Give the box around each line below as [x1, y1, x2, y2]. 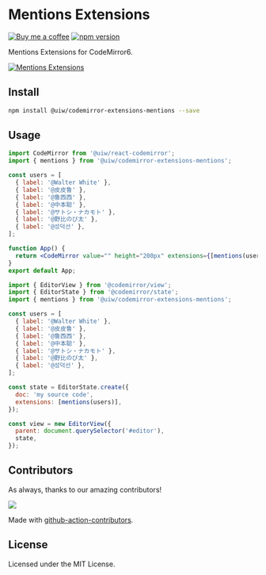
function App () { [8, 244, 66, 253]
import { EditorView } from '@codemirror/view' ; [8, 281, 172, 289]
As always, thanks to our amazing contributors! [8, 485, 162, 494]
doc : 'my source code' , [15, 390, 93, 398]
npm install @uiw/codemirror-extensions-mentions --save [8, 106, 200, 114]
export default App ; [8, 266, 77, 274]
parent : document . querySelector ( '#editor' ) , [15, 427, 165, 435]
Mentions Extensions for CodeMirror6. [8, 47, 133, 56]
